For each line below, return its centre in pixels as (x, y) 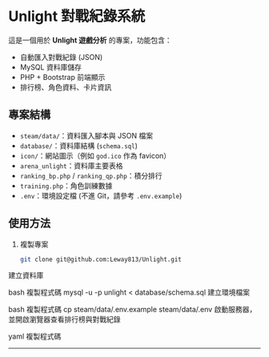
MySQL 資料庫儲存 (50, 67)
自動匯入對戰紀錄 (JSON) (61, 57)
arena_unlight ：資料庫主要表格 (71, 166)
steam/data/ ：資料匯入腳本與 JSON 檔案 (86, 135)
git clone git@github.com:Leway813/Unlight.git (100, 259)
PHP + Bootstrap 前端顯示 (62, 77)
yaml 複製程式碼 (35, 336)
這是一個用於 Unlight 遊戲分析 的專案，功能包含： (90, 40)
